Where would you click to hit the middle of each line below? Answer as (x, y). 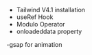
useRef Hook (35, 17)
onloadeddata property (49, 31)
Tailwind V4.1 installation (51, 10)
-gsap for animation (34, 44)
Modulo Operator (41, 24)
